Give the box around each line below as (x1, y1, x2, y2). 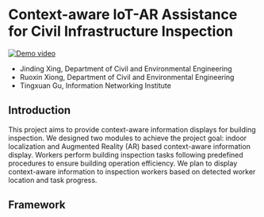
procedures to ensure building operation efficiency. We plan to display (8, 158, 238, 168)
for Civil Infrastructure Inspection (8, 22, 234, 40)
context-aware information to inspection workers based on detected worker (8, 166, 256, 176)
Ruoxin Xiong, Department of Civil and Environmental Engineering (19, 72, 235, 82)
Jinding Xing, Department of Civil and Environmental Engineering (19, 63, 232, 73)
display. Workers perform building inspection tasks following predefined (8, 150, 243, 159)
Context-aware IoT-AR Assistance (8, 6, 238, 24)
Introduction (8, 104, 71, 117)
